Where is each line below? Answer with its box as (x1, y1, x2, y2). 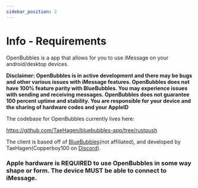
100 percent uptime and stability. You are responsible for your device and (6, 97, 191, 104)
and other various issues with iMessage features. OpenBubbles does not (6, 78, 190, 85)
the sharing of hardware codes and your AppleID (6, 104, 129, 111)
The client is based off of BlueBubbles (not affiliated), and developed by (6, 138, 181, 145)
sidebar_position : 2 (6, 8, 58, 15)
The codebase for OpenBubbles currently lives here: (6, 115, 135, 122)
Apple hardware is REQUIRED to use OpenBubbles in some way (6, 159, 191, 167)
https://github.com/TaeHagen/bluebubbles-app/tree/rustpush (6, 126, 158, 134)
